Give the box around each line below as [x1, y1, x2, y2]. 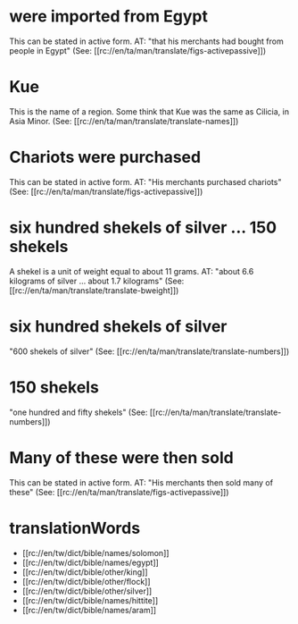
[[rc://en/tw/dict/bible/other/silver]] [21, 586, 153, 596]
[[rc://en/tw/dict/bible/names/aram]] [21, 604, 157, 615]
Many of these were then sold [9, 447, 234, 468]
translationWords [9, 518, 141, 538]
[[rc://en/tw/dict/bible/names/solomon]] [21, 547, 170, 558]
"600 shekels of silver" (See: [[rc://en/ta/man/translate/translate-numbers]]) [9, 346, 290, 357]
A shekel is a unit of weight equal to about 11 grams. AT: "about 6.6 [9, 266, 254, 276]
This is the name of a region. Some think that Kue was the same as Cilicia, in [9, 105, 290, 117]
